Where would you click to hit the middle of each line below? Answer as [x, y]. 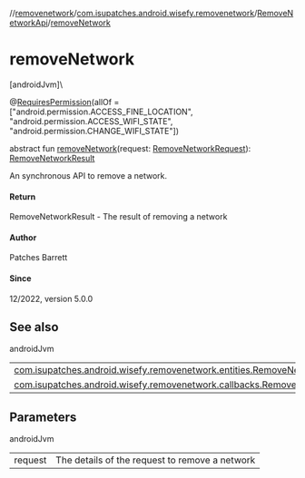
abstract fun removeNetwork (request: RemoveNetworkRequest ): [130, 148]
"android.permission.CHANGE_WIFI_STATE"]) [94, 131]
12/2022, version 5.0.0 [51, 298]
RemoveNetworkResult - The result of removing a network [118, 217]
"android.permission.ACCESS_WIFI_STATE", [91, 121]
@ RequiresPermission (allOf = [64, 102]
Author [23, 237]
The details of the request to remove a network [156, 460]
